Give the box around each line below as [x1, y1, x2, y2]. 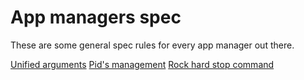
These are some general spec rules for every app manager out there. [10, 39, 295, 51]
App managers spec [10, 6, 182, 29]
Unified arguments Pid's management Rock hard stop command [10, 58, 275, 70]
